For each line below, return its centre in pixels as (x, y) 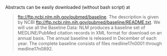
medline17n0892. (35, 49)
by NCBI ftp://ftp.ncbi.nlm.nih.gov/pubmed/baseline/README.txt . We (89, 22)
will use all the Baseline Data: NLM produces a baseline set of (81, 27)
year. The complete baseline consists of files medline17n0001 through (90, 43)
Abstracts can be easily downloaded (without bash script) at (68, 7)
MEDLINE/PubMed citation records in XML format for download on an (90, 33)
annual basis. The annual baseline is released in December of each (87, 38)
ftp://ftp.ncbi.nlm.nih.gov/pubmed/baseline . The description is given (88, 17)
